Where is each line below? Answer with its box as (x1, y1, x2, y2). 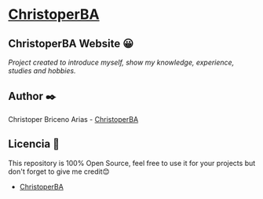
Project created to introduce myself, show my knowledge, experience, (8, 57, 235, 67)
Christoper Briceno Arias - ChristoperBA (8, 114, 139, 123)
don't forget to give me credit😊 (8, 167, 110, 176)
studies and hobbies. (8, 66, 76, 76)
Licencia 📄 (8, 138, 60, 151)
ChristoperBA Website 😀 (8, 37, 134, 50)
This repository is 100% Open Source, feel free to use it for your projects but (8, 158, 256, 168)
